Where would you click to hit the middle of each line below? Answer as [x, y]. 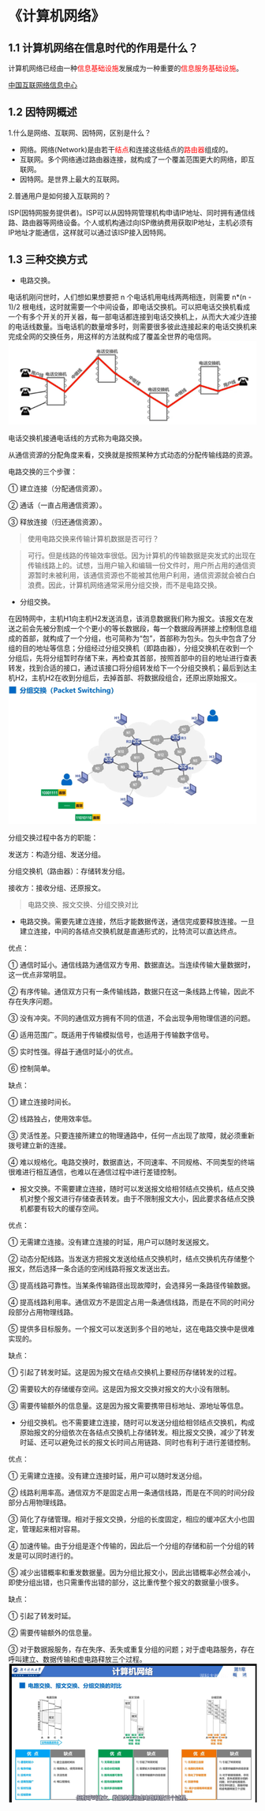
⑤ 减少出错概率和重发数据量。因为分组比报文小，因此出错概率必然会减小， [131, 1572]
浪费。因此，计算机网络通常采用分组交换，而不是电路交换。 [124, 585]
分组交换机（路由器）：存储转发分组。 [69, 871]
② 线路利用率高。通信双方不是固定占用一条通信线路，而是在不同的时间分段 [131, 1492]
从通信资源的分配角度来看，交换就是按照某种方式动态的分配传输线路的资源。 [132, 455]
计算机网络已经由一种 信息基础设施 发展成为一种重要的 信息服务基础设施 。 [125, 68]
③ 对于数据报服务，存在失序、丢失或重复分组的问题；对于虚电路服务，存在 [131, 1649]
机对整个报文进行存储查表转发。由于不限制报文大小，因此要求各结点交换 [137, 1198]
